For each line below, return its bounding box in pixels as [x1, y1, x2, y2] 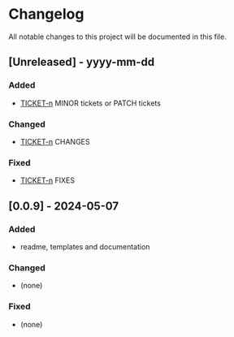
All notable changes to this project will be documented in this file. [8, 32, 227, 41]
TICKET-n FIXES [19, 175, 76, 185]
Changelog [8, 5, 84, 24]
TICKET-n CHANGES [19, 136, 90, 146]
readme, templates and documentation [19, 241, 150, 252]
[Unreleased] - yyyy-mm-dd [8, 55, 155, 69]
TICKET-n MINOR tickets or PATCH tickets [19, 98, 161, 108]
